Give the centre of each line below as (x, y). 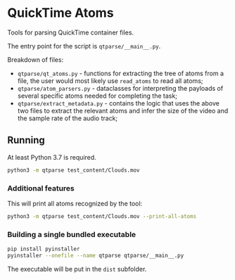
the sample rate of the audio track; (68, 118)
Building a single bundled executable (72, 234)
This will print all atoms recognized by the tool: (75, 203)
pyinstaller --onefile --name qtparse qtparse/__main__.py (96, 255)
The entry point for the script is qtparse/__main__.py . (84, 46)
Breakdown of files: (36, 59)
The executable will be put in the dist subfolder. (77, 269)
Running (26, 140)
